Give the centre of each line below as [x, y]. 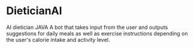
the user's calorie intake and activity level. [58, 40]
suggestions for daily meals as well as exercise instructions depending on [97, 33]
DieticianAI [34, 11]
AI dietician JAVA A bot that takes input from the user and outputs [87, 27]
